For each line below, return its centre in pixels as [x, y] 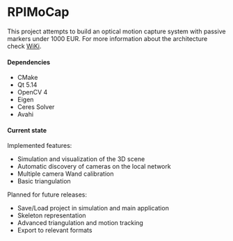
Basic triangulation [44, 181]
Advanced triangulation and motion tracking [80, 223]
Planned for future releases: [47, 194]
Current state [27, 130]
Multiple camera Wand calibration [65, 174]
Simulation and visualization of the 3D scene [81, 159]
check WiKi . [24, 46]
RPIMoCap [38, 12]
